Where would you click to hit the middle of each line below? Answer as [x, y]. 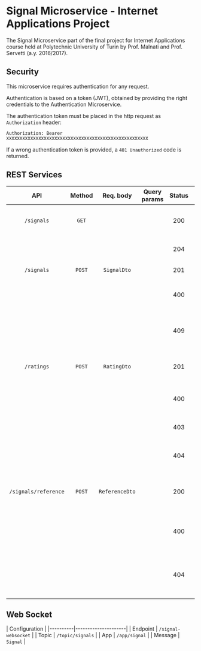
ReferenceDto [117, 491]
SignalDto [117, 270]
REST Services [34, 175]
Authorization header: [34, 122]
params [153, 199]
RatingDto [117, 366]
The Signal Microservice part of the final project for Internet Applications [96, 40]
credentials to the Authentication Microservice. [64, 104]
